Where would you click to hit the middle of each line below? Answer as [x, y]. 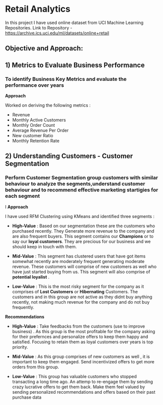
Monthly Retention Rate [36, 141]
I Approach [17, 207]
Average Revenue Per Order [40, 130]
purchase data [27, 397]
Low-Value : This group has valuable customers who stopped [74, 376]
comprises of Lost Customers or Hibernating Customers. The [75, 291]
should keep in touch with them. [45, 246]
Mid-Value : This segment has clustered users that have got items [79, 256]
